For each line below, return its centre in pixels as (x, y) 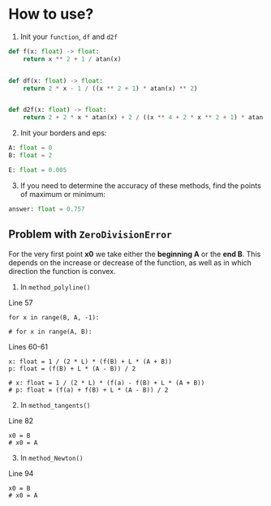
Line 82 (21, 420)
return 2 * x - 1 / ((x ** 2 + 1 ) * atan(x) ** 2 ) (110, 88)
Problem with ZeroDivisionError (90, 235)
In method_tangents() (55, 405)
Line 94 (21, 473)
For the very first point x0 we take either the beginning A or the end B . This (135, 254)
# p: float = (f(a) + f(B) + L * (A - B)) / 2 (88, 390)
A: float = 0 (30, 148)
